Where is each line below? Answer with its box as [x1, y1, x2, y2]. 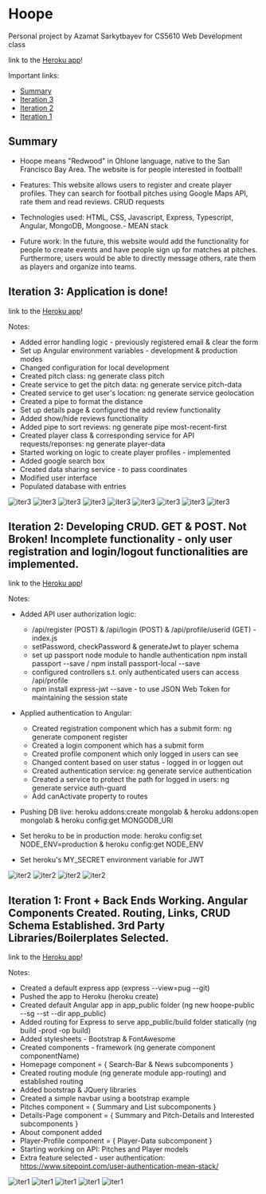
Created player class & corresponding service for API [19, 430, 195, 440]
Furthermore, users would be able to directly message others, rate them [19, 253, 256, 263]
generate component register [31, 732, 128, 742]
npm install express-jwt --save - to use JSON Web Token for [31, 684, 231, 694]
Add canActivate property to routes [31, 791, 148, 801]
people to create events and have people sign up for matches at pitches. [19, 244, 258, 254]
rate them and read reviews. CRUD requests [19, 196, 165, 206]
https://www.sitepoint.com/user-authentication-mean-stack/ [19, 1161, 219, 1171]
